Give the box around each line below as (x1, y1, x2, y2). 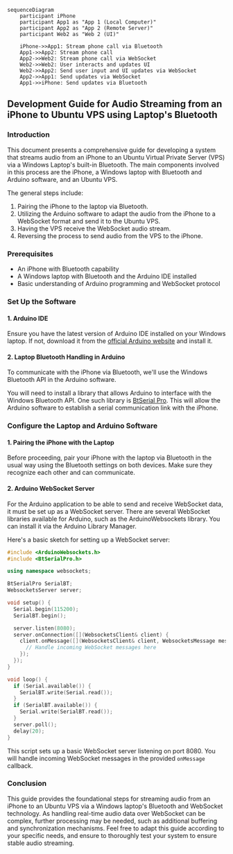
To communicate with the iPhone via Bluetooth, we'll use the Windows (7, 368, 208, 376)
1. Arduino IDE (7, 314, 49, 322)
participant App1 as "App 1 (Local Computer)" (19, 19, 157, 26)
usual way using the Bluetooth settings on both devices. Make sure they (7, 461, 213, 469)
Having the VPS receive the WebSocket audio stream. (17, 224, 171, 233)
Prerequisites (7, 249, 53, 258)
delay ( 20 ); (13, 728, 45, 735)
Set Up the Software (7, 296, 76, 306)
